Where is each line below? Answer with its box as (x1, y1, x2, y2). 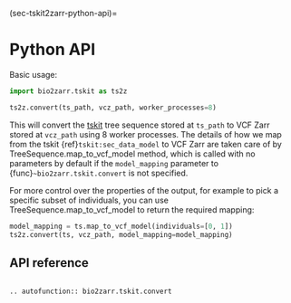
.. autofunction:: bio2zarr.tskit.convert (9, 287, 172, 297)
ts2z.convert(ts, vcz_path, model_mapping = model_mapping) (9, 230, 233, 239)
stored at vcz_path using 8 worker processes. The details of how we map (9, 128, 283, 139)
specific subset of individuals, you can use (9, 194, 170, 205)
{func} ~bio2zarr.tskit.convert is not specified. (9, 167, 189, 178)
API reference (9, 255, 89, 270)
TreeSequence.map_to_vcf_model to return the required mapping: (9, 204, 255, 215)
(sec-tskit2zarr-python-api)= (9, 8, 118, 18)
